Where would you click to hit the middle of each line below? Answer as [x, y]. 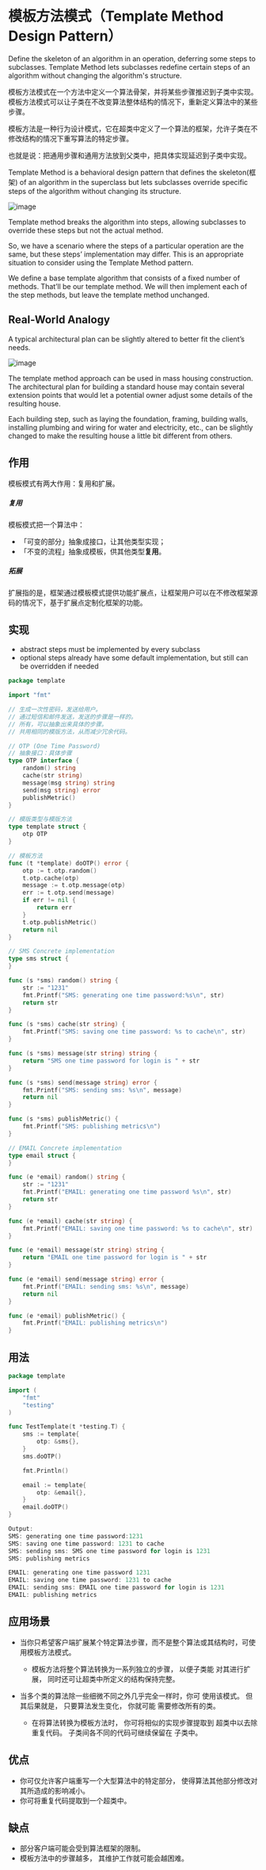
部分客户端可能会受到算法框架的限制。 [82, 1849]
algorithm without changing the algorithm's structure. [95, 75]
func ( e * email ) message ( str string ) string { [86, 1250]
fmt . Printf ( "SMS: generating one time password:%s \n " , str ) [123, 995]
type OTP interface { [44, 761]
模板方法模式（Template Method [116, 16]
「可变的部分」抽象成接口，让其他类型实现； [93, 542]
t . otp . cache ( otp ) [51, 878]
